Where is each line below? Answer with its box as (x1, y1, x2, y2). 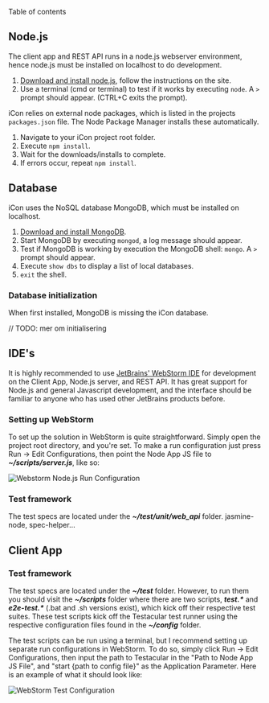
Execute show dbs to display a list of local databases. (19, 261, 194, 270)
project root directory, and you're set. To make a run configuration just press (8, 441, 261, 450)
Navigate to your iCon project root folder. (19, 132, 156, 142)
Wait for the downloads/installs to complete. (19, 149, 166, 159)
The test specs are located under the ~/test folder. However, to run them (8, 586, 250, 596)
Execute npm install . (19, 141, 91, 150)
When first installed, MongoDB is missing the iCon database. (8, 307, 209, 317)
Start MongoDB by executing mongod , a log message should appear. (19, 235, 243, 245)
